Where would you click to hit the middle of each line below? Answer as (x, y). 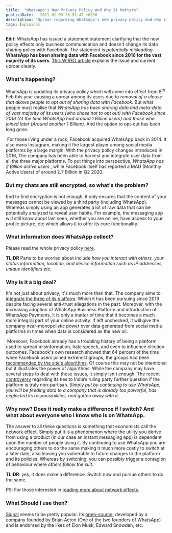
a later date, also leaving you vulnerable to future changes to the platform (83, 454)
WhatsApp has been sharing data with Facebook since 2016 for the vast (84, 55)
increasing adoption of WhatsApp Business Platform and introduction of (81, 310)
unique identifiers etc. (29, 269)
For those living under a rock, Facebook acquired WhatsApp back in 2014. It (87, 139)
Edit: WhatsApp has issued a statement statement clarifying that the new (83, 39)
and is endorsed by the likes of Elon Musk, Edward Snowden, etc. (75, 525)
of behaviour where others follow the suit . (50, 464)
